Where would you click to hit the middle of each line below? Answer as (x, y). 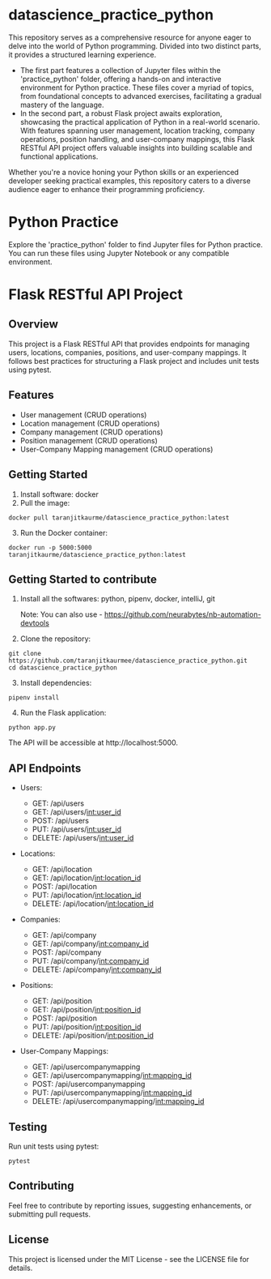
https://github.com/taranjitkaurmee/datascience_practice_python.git (128, 661)
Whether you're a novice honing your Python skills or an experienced (124, 172)
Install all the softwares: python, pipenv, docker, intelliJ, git (118, 599)
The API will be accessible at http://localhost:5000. (93, 742)
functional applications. (59, 156)
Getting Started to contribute (83, 579)
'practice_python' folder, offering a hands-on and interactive (121, 79)
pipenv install (34, 698)
